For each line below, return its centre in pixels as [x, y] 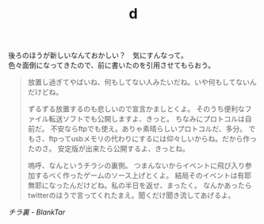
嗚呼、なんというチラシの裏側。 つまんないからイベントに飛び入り [136, 166]
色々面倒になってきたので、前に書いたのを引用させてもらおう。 [112, 65]
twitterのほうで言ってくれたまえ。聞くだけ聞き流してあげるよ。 [131, 195]
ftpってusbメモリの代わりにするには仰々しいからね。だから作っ [153, 139]
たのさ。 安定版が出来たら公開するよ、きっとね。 [109, 149]
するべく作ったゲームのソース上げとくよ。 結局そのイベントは [136, 176]
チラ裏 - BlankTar [37, 212]
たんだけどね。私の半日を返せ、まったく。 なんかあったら [157, 185]
